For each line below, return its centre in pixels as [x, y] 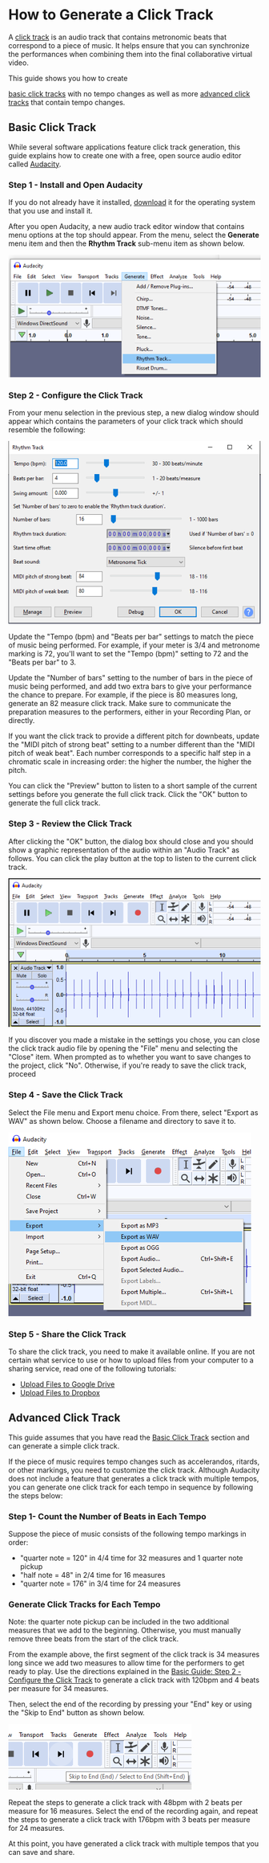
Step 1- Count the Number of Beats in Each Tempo [107, 1516]
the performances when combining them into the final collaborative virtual [130, 54]
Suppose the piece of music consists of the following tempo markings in [127, 1534]
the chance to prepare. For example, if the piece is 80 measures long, [123, 695]
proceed [22, 1074]
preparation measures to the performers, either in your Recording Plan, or [130, 712]
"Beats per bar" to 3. [42, 662]
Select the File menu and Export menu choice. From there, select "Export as [133, 1112]
